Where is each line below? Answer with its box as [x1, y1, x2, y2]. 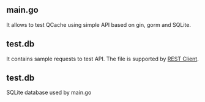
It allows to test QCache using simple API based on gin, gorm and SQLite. [6, 21, 192, 28]
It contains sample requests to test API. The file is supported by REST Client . [6, 55, 199, 62]
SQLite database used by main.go [6, 89, 92, 97]
